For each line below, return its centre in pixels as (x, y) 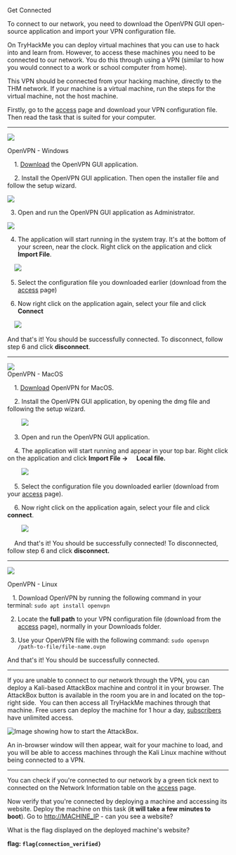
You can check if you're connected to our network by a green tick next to (113, 780)
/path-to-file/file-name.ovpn (62, 647)
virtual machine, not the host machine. (63, 96)
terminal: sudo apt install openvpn (59, 605)
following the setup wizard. (46, 409)
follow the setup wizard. (42, 185)
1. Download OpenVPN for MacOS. (64, 388)
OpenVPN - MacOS (35, 374)
